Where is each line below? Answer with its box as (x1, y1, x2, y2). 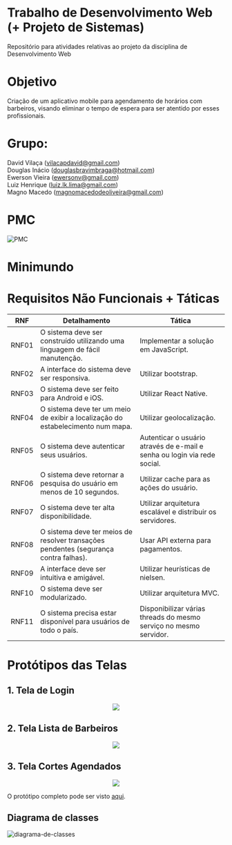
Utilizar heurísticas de (139, 564, 211, 573)
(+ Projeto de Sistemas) (7, 19, 145, 35)
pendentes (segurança (40, 544, 114, 553)
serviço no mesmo (139, 620, 200, 630)
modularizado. (40, 592, 87, 602)
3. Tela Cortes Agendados (7, 761, 122, 772)
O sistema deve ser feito (40, 384, 119, 394)
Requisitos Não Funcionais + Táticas (7, 291, 220, 307)
